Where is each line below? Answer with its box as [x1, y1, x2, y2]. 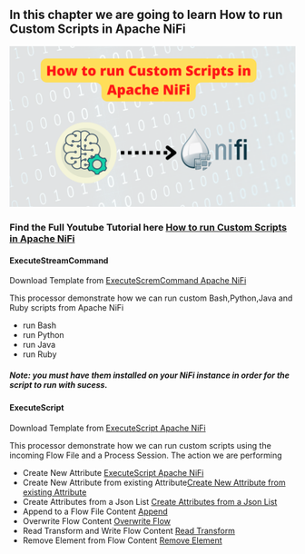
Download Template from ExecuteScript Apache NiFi [9, 422, 206, 434]
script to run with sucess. [9, 380, 108, 391]
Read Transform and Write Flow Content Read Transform [22, 526, 236, 537]
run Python [22, 330, 65, 341]
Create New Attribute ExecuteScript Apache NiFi [22, 468, 204, 479]
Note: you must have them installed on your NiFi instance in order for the [9, 370, 290, 381]
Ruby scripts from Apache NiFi [9, 302, 124, 313]
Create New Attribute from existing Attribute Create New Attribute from [22, 477, 286, 489]
